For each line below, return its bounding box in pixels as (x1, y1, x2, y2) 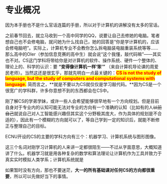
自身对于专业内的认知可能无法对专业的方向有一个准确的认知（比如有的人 (5, 104, 153, 110)
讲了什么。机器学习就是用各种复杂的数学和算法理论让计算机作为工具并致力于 (5, 150, 162, 156)
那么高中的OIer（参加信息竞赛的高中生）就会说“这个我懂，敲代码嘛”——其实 (5, 51, 162, 57)
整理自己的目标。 (13, 123, 49, 129)
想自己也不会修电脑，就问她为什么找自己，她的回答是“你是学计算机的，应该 (5, 38, 160, 45)
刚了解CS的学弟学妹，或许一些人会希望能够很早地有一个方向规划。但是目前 (5, 98, 160, 104)
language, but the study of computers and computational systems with (5, 75, 155, 81)
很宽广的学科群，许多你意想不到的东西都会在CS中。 (5, 88, 112, 93)
